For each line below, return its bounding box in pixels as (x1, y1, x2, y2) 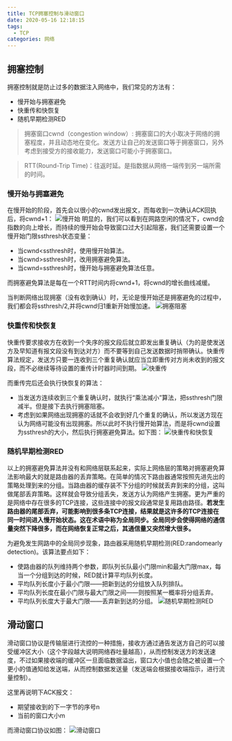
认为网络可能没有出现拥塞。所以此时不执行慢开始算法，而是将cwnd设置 (17, 419, 221, 427)
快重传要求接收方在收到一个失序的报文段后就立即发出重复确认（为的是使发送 (7, 338, 225, 346)
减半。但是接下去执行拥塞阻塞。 (17, 402, 108, 410)
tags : (7, 23, 23, 30)
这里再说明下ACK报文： (7, 688, 75, 696)
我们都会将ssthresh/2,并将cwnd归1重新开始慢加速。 (7, 302, 154, 310)
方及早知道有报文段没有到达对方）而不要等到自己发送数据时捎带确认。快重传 (7, 346, 225, 355)
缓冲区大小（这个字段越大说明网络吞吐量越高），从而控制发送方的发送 (12, 647, 210, 655)
